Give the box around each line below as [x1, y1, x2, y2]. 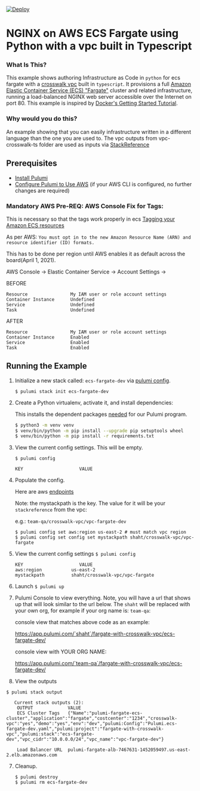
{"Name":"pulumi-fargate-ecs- [67, 710, 143, 716]
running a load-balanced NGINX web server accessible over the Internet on [6, 93, 192, 101]
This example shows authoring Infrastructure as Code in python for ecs [6, 74, 181, 81]
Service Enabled [6, 339, 90, 345]
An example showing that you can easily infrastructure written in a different [6, 128, 191, 135]
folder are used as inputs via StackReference [39, 141, 150, 148]
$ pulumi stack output [6, 689, 63, 695]
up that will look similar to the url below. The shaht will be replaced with [14, 601, 190, 608]
